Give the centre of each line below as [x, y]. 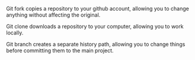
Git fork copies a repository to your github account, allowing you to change [98, 9]
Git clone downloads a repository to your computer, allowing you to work [95, 26]
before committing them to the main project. [60, 50]
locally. [15, 33]
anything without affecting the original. [53, 15]
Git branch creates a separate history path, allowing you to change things [96, 44]
